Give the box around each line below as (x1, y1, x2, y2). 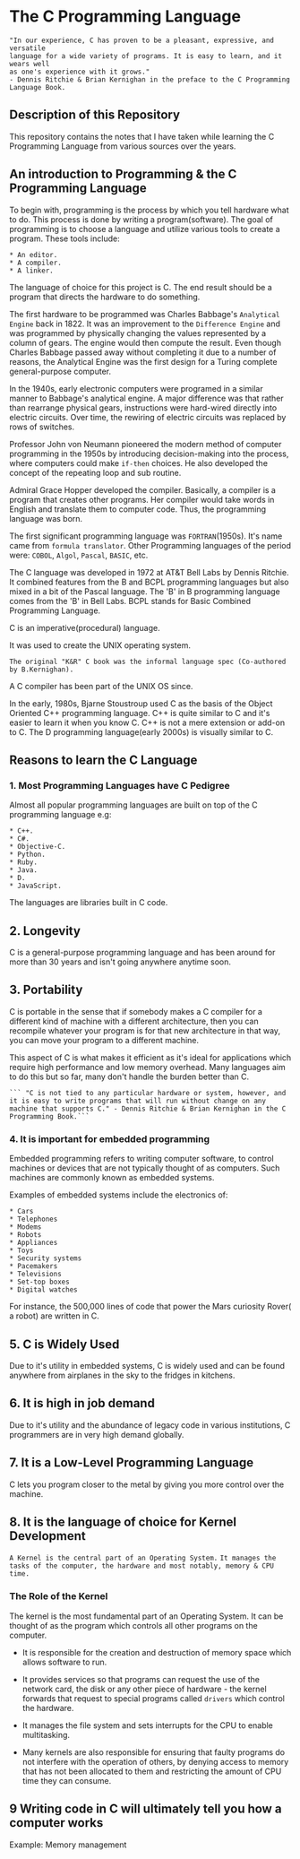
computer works (9, 1815, 104, 1830)
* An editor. (9, 250, 58, 259)
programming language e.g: (9, 809, 112, 820)
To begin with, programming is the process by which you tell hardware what (9, 204, 289, 215)
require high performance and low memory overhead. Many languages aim (9, 1061, 286, 1072)
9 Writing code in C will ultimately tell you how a (9, 1802, 282, 1817)
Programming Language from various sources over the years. (9, 141, 236, 151)
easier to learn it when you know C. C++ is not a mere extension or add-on (9, 717, 285, 728)
